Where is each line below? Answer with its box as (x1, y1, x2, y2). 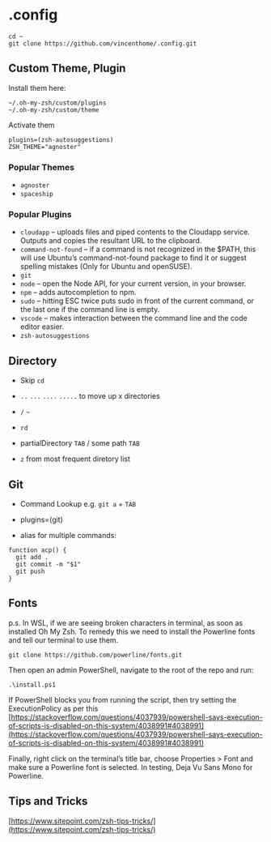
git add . (15, 553, 49, 561)
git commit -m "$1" (15, 560, 82, 568)
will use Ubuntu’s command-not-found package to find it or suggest (19, 253, 247, 263)
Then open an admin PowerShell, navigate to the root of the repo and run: (8, 665, 254, 674)
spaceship (19, 190, 54, 199)
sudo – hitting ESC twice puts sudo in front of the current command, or (19, 296, 255, 306)
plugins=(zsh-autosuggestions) (8, 135, 114, 143)
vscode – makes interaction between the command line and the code (19, 314, 248, 323)
